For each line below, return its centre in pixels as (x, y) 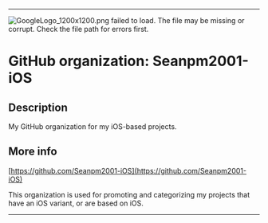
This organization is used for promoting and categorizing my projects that (129, 194)
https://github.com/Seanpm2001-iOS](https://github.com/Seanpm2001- (129, 170)
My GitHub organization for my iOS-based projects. (93, 127)
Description (38, 107)
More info (33, 152)
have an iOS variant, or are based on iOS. (76, 203)
